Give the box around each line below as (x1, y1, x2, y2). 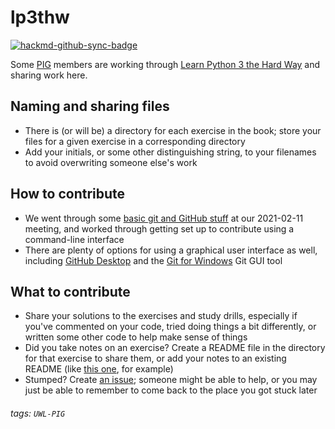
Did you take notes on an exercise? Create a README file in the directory (24, 342, 326, 354)
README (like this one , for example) (24, 363, 174, 375)
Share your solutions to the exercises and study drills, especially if (24, 310, 298, 322)
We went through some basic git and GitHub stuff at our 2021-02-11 (24, 212, 304, 224)
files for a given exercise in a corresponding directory (24, 135, 246, 147)
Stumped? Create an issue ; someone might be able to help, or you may (24, 374, 318, 386)
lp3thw (10, 6, 70, 29)
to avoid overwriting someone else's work (24, 156, 198, 168)
